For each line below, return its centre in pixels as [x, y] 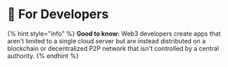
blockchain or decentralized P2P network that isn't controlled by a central [113, 48]
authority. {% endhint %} [43, 56]
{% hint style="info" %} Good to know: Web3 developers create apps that [114, 33]
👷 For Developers [58, 14]
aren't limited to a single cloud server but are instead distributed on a [107, 40]
